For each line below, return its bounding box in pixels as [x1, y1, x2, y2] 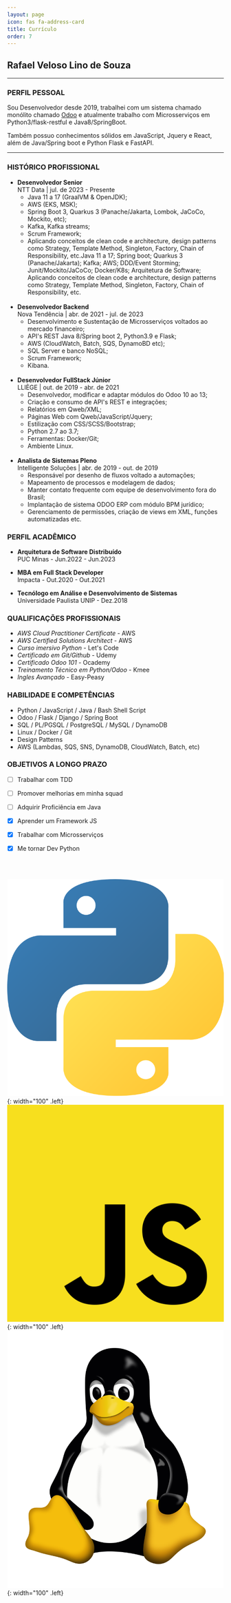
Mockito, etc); [27, 214, 67, 223]
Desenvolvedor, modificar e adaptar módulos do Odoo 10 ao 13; [27, 390, 208, 399]
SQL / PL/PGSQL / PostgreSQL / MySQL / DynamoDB [16, 721, 168, 729]
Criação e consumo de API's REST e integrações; [27, 397, 167, 406]
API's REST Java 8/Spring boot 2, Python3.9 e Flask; [27, 331, 177, 340]
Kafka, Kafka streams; [27, 222, 91, 230]
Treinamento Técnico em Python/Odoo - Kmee [16, 665, 150, 674]
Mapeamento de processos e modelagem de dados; [27, 478, 176, 486]
